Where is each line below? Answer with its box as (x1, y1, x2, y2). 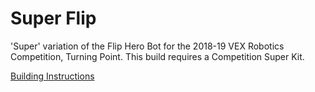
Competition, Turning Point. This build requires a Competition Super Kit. (10, 50, 305, 62)
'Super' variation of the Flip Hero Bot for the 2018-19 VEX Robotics (10, 40, 285, 52)
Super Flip (10, 7, 97, 30)
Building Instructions (10, 70, 95, 82)
